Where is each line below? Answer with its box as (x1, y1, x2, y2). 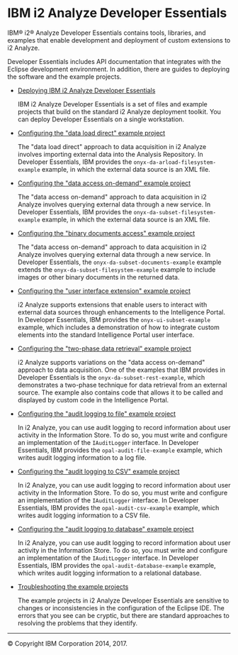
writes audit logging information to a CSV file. (17, 511, 151, 519)
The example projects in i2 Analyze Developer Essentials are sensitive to (17, 596, 229, 605)
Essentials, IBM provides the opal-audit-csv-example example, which (17, 503, 220, 512)
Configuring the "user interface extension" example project (17, 286, 191, 295)
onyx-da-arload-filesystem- (133, 158, 217, 166)
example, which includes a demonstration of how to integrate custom (17, 323, 220, 331)
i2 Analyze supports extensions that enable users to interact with (17, 300, 208, 309)
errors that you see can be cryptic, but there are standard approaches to (17, 611, 230, 620)
